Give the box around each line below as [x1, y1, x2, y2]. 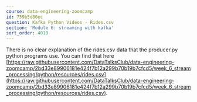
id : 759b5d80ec [6, 14, 43, 20]
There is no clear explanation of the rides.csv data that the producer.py [6, 46, 178, 53]
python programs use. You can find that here [6, 52, 114, 59]
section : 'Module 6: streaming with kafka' [6, 24, 114, 31]
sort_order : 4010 [6, 30, 49, 36]
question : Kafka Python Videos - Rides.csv [6, 19, 114, 25]
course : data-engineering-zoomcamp [6, 8, 93, 15]
